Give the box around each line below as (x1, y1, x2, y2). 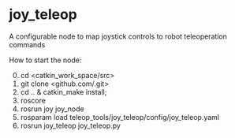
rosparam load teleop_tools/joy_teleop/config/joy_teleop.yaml (20, 112, 220, 121)
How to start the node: (9, 55, 82, 65)
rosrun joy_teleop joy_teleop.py (20, 121, 121, 130)
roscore (20, 95, 47, 105)
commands (9, 39, 46, 49)
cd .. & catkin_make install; (20, 87, 107, 96)
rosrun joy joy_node (20, 104, 85, 114)
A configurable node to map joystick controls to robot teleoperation (9, 32, 228, 41)
